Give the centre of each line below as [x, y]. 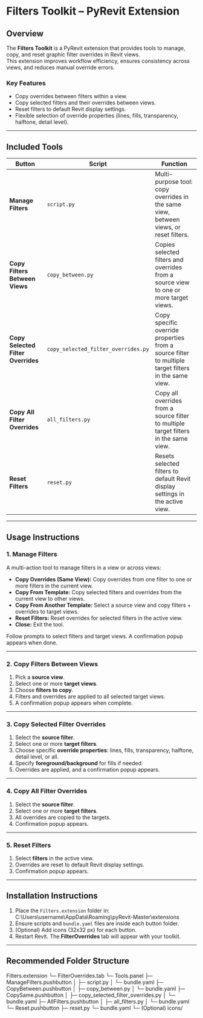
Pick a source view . [40, 677]
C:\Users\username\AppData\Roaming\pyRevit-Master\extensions [97, 917]
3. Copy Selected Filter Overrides [56, 725]
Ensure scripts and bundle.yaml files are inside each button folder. [97, 923]
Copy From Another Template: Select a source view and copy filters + [103, 605]
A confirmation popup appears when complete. [74, 703]
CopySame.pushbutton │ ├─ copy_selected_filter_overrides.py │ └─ [91, 995]
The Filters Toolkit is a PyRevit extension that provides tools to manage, [96, 48]
